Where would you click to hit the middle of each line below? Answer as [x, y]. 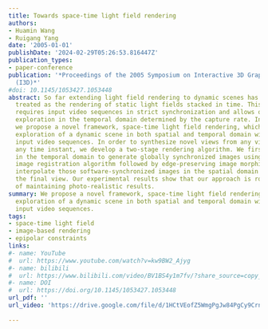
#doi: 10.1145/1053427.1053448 [60, 90]
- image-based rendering [49, 231]
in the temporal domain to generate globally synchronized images [128, 157]
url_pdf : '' [28, 298]
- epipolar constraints [48, 239]
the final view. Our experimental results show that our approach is [133, 179]
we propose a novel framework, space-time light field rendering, [128, 127]
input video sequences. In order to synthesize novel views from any [133, 142]
